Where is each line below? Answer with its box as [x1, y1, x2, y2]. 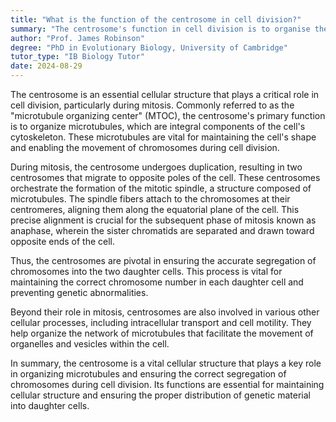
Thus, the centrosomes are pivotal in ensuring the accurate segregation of [10, 255, 317, 266]
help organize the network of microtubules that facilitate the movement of [10, 327, 314, 339]
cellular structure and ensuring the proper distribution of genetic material [10, 389, 311, 401]
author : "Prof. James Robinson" [10, 33, 145, 43]
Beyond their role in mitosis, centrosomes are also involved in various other [10, 306, 320, 318]
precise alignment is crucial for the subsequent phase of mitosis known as [10, 214, 317, 226]
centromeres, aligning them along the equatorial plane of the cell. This [10, 204, 300, 215]
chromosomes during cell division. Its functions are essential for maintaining [10, 379, 325, 390]
